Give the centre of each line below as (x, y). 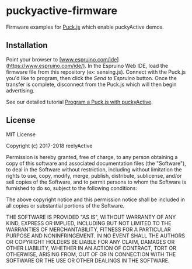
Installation (27, 45)
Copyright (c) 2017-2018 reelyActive (49, 146)
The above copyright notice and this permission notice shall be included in (95, 199)
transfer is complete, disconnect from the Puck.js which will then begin (91, 84)
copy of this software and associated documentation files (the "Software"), (96, 163)
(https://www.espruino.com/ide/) (46, 65)
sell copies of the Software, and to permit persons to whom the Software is (96, 182)
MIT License (21, 134)
